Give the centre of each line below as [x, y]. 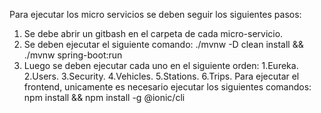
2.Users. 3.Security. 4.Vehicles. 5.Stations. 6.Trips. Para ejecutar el [161, 76]
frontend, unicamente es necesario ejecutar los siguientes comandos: [167, 87]
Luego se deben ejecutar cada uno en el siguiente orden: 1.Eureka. [161, 65]
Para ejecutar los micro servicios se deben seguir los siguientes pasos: [155, 14]
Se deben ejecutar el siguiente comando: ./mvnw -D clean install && [163, 44]
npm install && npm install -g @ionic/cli [104, 97]
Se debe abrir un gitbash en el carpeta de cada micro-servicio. [153, 33]
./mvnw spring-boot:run [73, 55]
